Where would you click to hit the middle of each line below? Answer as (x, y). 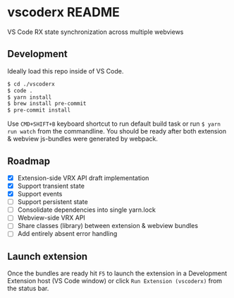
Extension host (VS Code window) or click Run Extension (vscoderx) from (115, 281)
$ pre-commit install (39, 110)
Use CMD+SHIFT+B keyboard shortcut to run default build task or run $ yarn (114, 124)
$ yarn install (30, 97)
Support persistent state (53, 202)
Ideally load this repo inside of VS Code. (66, 71)
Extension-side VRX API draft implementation (83, 178)
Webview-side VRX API (51, 218)
